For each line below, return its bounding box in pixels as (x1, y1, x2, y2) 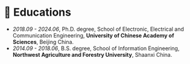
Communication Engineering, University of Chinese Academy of (12, 31, 174, 39)
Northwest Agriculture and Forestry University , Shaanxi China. (12, 51, 173, 58)
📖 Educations (4, 5, 72, 19)
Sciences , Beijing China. (12, 38, 74, 45)
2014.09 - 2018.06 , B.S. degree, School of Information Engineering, (12, 45, 180, 52)
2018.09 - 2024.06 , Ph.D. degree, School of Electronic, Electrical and (12, 25, 185, 33)
